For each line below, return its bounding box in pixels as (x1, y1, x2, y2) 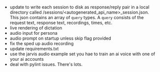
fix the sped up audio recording (9, 41, 74, 46)
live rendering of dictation (9, 25, 63, 31)
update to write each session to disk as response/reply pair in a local (9, 4, 150, 10)
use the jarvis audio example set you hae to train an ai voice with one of (9, 51, 156, 57)
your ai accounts (9, 56, 44, 62)
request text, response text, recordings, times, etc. (9, 20, 112, 25)
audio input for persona (9, 30, 58, 36)
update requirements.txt (9, 46, 59, 51)
